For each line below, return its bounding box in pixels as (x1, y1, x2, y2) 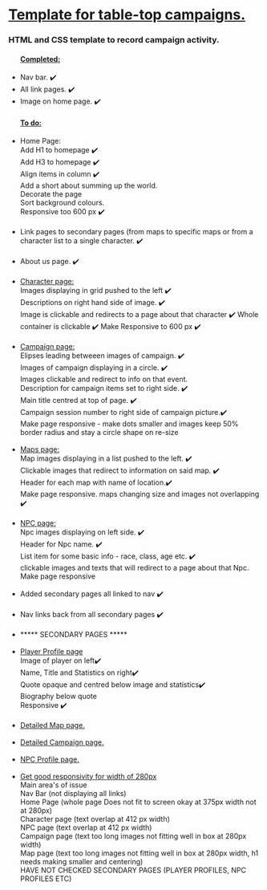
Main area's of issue (19, 780, 87, 790)
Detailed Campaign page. (19, 737, 104, 747)
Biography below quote (19, 691, 98, 701)
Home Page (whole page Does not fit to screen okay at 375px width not (19, 797, 257, 807)
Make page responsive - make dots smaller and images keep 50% (19, 419, 239, 429)
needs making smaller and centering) (19, 856, 144, 866)
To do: (19, 118, 42, 128)
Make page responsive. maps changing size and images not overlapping (19, 489, 260, 498)
